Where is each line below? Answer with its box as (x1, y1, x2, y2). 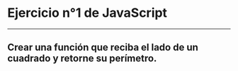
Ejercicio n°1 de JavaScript (7, 5, 168, 21)
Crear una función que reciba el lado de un (7, 41, 198, 53)
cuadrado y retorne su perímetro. (7, 53, 157, 65)
